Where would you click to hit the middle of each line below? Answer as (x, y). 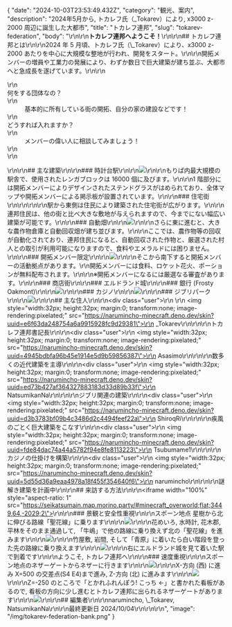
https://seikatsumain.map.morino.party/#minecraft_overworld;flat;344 (123, 505)
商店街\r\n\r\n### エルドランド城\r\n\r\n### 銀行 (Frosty (133, 283)
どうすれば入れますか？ (41, 125)
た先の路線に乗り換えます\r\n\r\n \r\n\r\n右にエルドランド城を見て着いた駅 (116, 548)
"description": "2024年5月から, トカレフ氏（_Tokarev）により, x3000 (107, 19)
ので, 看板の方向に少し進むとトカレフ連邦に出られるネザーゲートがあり (115, 591)
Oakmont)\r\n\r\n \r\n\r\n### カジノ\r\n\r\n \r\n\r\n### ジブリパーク (109, 292)
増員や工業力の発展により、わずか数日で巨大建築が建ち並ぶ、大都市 (128, 62)
